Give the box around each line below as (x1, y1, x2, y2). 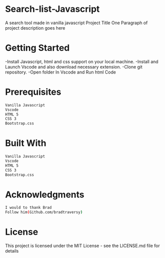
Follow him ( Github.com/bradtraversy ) (5, 210, 83, 215)
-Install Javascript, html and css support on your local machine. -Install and (5, 58, 159, 65)
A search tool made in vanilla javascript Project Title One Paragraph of (5, 20, 148, 26)
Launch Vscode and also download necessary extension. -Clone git (5, 64, 143, 70)
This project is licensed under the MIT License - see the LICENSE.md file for (5, 243, 160, 249)
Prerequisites (5, 86, 62, 98)
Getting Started (5, 42, 70, 54)
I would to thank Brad (5, 205, 52, 210)
